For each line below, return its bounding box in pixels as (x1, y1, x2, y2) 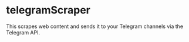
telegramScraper (6, 3, 91, 17)
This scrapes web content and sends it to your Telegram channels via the (6, 23, 184, 30)
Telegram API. (6, 29, 40, 36)
